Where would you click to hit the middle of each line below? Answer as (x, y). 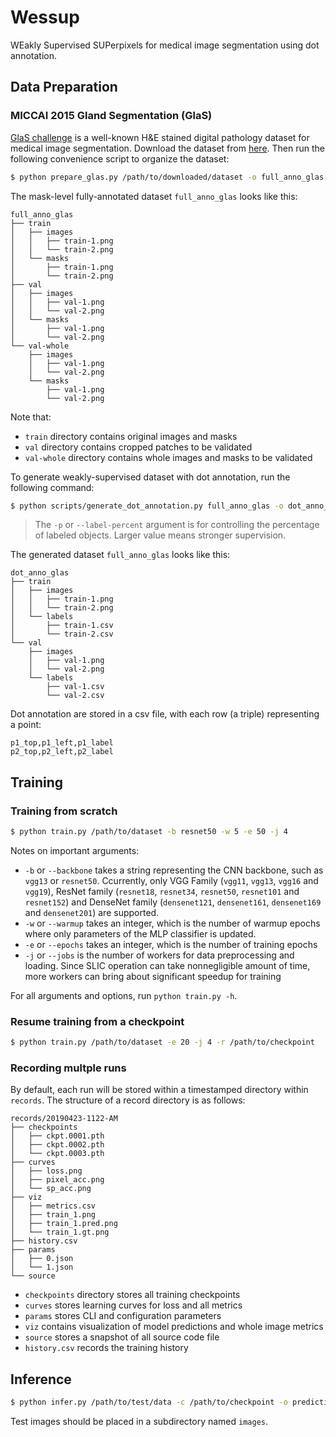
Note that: (31, 417)
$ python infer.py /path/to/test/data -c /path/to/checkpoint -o (149, 1402)
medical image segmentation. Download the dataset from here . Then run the (167, 148)
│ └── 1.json (42, 1267)
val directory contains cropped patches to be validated (138, 447)
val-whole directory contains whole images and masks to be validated (168, 457)
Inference (41, 1379)
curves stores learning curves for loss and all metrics (133, 1305)
